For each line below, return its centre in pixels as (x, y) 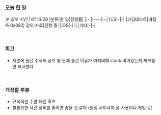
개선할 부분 (17, 90)
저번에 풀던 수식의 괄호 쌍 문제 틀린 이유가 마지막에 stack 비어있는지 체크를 (84, 60)
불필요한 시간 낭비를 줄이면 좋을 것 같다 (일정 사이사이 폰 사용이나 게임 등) (82, 107)
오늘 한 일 (15, 7)
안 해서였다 (23, 67)
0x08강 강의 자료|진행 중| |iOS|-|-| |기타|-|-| (53, 25)
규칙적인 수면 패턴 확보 (34, 101)
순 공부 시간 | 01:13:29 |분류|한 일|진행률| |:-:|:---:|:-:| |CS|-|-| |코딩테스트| (77, 19)
